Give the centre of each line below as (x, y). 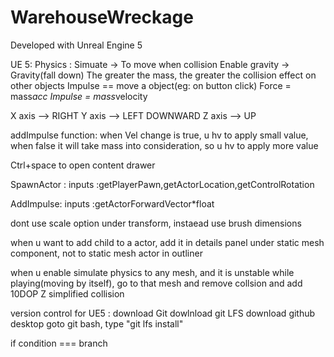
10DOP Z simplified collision (67, 293)
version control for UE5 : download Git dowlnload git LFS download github (163, 313)
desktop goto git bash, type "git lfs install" (97, 323)
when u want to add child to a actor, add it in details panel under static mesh (167, 242)
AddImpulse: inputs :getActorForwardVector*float (112, 203)
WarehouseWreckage (102, 17)
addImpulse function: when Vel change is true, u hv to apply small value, (159, 135)
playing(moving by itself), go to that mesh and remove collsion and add (156, 283)
